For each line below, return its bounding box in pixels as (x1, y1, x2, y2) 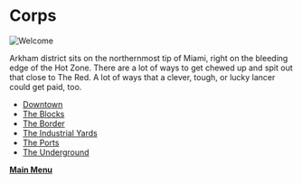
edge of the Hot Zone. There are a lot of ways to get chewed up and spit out (9, 62, 294, 73)
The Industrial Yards (22, 127, 98, 138)
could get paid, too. (9, 81, 82, 92)
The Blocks (22, 108, 65, 119)
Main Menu (9, 164, 52, 175)
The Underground (22, 146, 90, 158)
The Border (22, 118, 65, 129)
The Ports (22, 137, 60, 148)
